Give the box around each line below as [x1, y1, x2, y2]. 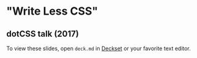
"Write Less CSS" [6, 4, 98, 18]
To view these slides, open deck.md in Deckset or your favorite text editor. [6, 45, 191, 52]
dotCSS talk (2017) [6, 29, 80, 39]
